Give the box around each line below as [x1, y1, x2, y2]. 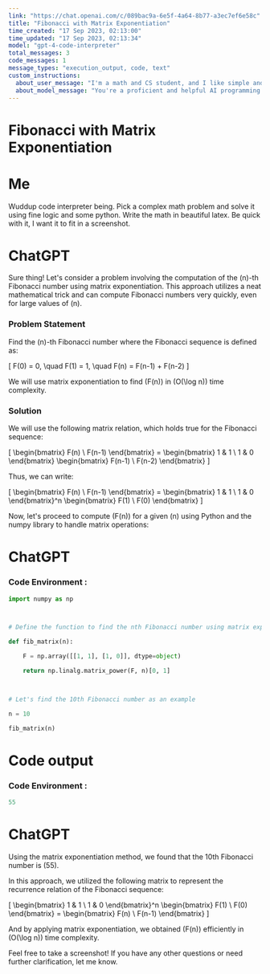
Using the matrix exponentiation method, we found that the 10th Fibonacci [8, 852, 254, 862]
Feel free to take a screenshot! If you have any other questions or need [8, 948, 243, 958]
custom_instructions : [8, 71, 81, 79]
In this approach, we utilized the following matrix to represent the [8, 876, 223, 886]
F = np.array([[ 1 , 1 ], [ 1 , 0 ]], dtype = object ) [22, 652, 182, 661]
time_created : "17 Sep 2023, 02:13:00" [8, 26, 142, 35]
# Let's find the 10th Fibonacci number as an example [8, 695, 196, 703]
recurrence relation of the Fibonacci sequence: [8, 884, 165, 894]
